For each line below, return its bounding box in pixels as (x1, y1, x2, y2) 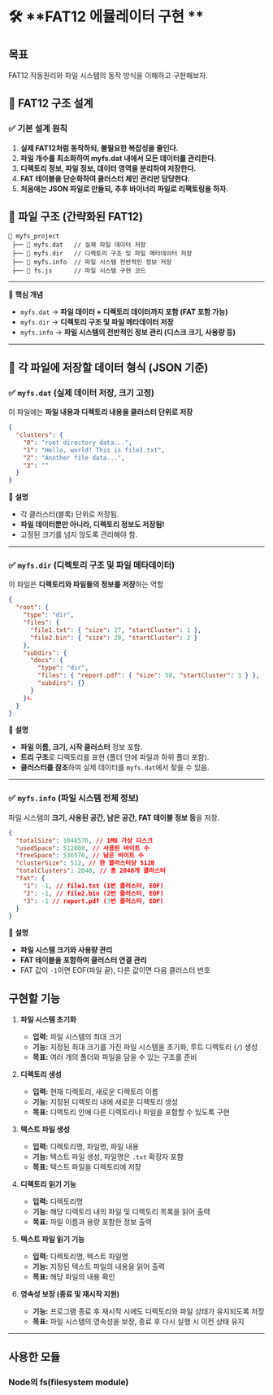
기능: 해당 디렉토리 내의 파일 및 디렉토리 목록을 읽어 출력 (32, 1207, 210, 1217)
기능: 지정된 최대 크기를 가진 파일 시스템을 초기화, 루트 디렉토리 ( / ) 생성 (32, 1042, 258, 1052)
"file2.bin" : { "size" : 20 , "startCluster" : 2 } (29, 634, 198, 642)
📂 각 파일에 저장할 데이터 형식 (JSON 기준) (8, 360, 209, 374)
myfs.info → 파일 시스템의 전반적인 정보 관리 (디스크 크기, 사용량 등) (19, 327, 236, 337)
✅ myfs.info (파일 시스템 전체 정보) (8, 792, 140, 804)
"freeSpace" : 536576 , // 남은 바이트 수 (15, 852, 145, 860)
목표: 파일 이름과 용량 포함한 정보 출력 (32, 1217, 152, 1227)
